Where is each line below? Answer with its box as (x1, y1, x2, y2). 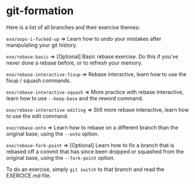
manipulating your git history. (6, 41, 78, 49)
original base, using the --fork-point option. (6, 154, 116, 161)
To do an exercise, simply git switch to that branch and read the (6, 166, 165, 173)
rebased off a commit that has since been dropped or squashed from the (6, 148, 184, 155)
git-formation (6, 4, 74, 18)
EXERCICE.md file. (6, 172, 52, 179)
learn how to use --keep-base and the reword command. (6, 95, 143, 102)
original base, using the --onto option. (6, 130, 100, 137)
